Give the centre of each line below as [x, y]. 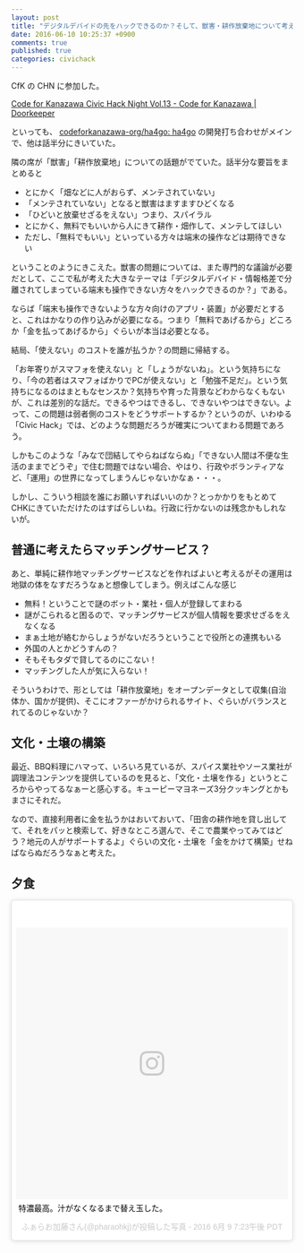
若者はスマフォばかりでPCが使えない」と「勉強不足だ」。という [163, 380]
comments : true [39, 43]
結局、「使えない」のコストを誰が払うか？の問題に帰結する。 [122, 350]
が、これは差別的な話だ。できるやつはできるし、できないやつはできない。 [148, 403]
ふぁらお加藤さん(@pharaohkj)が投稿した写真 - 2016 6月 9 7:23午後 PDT [152, 1227]
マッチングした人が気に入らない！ [87, 670]
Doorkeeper [33, 113]
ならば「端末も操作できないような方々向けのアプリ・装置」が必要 [132, 309]
